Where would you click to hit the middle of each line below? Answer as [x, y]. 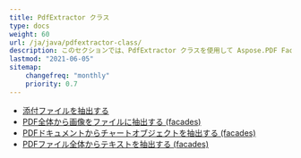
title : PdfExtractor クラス [60, 17]
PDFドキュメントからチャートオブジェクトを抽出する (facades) [139, 133]
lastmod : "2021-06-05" [52, 59]
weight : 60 [30, 34]
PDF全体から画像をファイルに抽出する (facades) [112, 121]
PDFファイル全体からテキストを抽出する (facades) [115, 144]
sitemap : [26, 68]
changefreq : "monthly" [68, 76]
